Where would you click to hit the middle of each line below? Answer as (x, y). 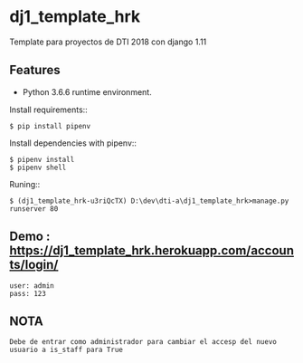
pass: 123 (28, 293)
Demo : (30, 237)
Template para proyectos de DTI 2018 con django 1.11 (108, 42)
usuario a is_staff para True (66, 350)
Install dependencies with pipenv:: (73, 143)
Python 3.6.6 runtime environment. (87, 91)
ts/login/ (34, 265)
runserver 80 (34, 209)
